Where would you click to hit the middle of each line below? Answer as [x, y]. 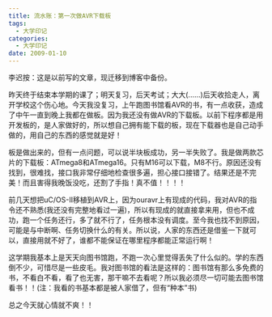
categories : [28, 38]
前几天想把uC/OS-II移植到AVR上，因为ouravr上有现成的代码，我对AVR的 [129, 200]
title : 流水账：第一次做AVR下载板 [60, 16]
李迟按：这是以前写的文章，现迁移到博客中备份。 [90, 77]
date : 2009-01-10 [38, 53]
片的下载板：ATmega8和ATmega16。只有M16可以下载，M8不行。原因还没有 [135, 162]
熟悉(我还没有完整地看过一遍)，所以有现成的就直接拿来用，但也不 [139, 210]
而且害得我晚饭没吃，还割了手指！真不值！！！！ [104, 182]
